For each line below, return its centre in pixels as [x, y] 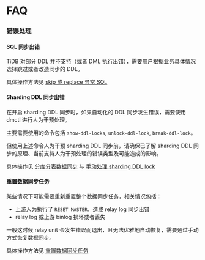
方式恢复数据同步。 [31, 237]
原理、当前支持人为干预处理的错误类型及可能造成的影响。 [89, 153]
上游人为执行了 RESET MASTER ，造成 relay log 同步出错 [82, 209]
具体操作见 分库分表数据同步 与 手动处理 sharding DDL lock [81, 166]
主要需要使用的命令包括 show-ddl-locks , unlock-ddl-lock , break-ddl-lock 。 [101, 133]
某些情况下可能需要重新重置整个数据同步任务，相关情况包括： [84, 196]
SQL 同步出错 [23, 46]
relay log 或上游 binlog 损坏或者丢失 [60, 217]
